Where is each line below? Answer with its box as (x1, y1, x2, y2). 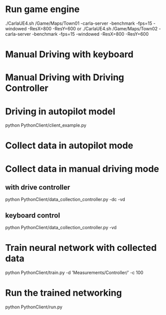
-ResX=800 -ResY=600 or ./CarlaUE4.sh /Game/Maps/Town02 (27, 25, 158, 31)
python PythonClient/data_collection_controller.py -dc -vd (5, 196, 125, 202)
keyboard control (5, 211, 60, 220)
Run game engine (5, 4, 80, 15)
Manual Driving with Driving (5, 72, 124, 83)
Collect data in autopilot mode (5, 140, 133, 151)
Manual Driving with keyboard (5, 49, 134, 60)
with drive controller (5, 183, 70, 192)
